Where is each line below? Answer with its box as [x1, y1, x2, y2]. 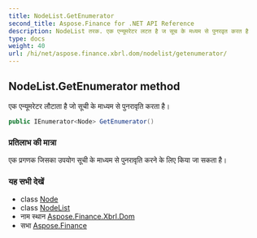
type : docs [8, 34, 46, 43]
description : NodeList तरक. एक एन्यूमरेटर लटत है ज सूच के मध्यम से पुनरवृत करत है [8, 27, 249, 35]
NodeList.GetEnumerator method [8, 80, 181, 93]
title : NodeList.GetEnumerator [8, 11, 115, 20]
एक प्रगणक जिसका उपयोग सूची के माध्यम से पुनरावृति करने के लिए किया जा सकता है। [8, 155, 228, 165]
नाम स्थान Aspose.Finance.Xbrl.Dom [20, 212, 136, 222]
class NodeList [20, 203, 71, 213]
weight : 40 [8, 42, 46, 50]
